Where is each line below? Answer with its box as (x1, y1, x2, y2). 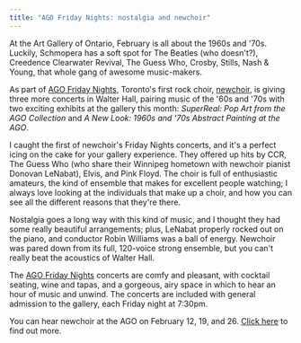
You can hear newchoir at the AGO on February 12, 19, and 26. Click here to (9, 315, 288, 326)
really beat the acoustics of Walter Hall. (9, 252, 155, 263)
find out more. (9, 325, 62, 336)
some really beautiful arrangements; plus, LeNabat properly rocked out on (9, 224, 284, 234)
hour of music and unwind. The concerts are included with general (9, 288, 256, 299)
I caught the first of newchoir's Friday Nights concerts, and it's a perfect (9, 139, 277, 150)
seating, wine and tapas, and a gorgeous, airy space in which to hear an (9, 279, 276, 290)
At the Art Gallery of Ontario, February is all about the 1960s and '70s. (9, 38, 268, 48)
